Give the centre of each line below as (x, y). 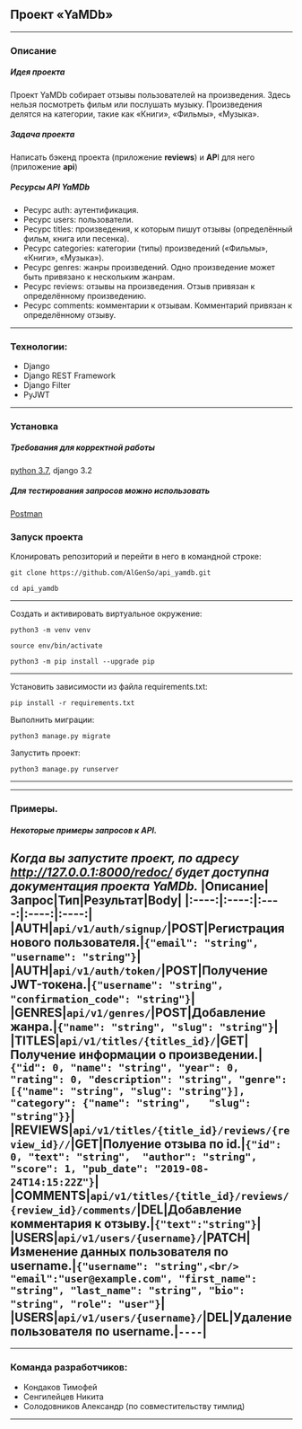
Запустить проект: (46, 753)
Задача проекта (43, 135)
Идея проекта (38, 72)
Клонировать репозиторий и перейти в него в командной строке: (136, 557)
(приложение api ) (44, 166)
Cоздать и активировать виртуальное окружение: (106, 613)
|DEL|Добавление (190, 1210)
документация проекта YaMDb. (104, 887)
